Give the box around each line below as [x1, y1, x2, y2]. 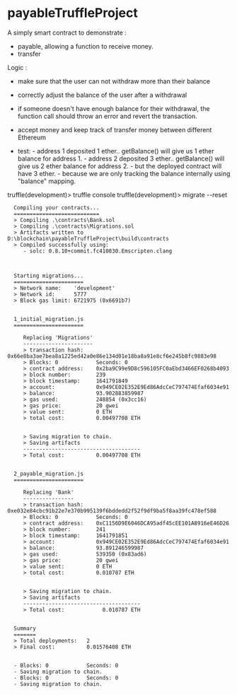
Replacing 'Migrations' [23, 334, 93, 341]
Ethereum [17, 133, 46, 141]
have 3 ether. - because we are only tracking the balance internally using [17, 169, 231, 177]
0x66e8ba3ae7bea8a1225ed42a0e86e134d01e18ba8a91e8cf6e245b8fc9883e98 [7, 352, 217, 360]
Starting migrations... [13, 272, 83, 279]
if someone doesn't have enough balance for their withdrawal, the [17, 104, 210, 112]
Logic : [7, 63, 28, 71]
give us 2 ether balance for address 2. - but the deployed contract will [17, 161, 222, 170]
